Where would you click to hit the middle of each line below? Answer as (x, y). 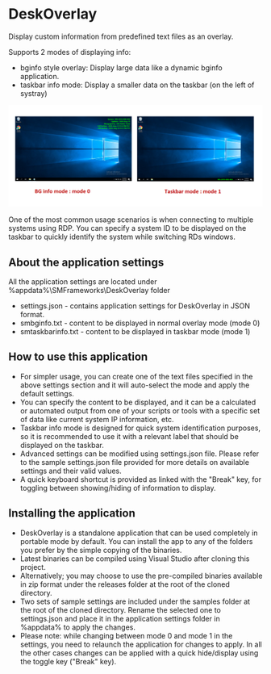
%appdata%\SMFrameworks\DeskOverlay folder (90, 291)
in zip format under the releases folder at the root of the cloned (125, 584)
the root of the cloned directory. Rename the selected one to (121, 609)
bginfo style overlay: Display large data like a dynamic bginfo (121, 67)
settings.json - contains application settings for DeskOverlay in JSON (135, 306)
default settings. (47, 393)
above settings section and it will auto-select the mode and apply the (135, 385)
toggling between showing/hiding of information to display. (118, 488)
